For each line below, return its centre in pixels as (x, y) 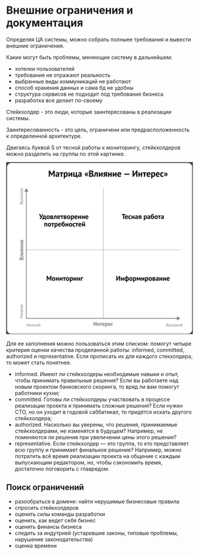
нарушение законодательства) (54, 540)
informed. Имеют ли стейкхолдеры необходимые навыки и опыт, (97, 374)
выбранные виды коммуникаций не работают (73, 81)
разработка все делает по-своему (58, 100)
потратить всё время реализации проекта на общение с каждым (97, 456)
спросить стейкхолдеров (46, 508)
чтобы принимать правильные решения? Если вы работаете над (97, 380)
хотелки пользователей (45, 68)
